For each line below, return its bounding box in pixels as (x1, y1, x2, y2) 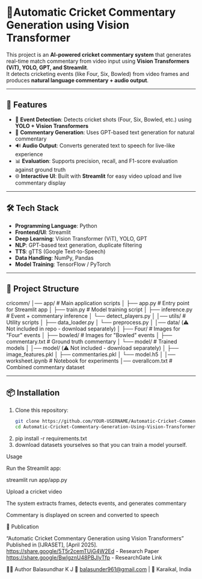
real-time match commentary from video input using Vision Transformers (6, 57, 189, 65)
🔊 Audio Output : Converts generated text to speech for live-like (14, 142, 176, 149)
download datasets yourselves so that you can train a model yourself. (14, 441, 188, 448)
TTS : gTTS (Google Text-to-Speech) (14, 247, 106, 255)
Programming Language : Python (14, 222, 97, 229)
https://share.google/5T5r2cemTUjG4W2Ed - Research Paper (6, 547, 159, 554)
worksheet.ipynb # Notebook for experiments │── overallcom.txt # (6, 357, 173, 364)
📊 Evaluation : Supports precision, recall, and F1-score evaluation (14, 157, 178, 165)
